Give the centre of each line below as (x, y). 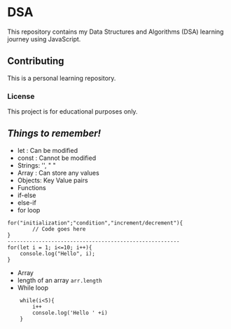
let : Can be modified (48, 150)
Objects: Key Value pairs (53, 180)
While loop (33, 288)
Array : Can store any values (58, 173)
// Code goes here (59, 229)
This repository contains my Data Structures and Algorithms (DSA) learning (115, 32)
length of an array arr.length (60, 280)
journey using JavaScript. (44, 39)
